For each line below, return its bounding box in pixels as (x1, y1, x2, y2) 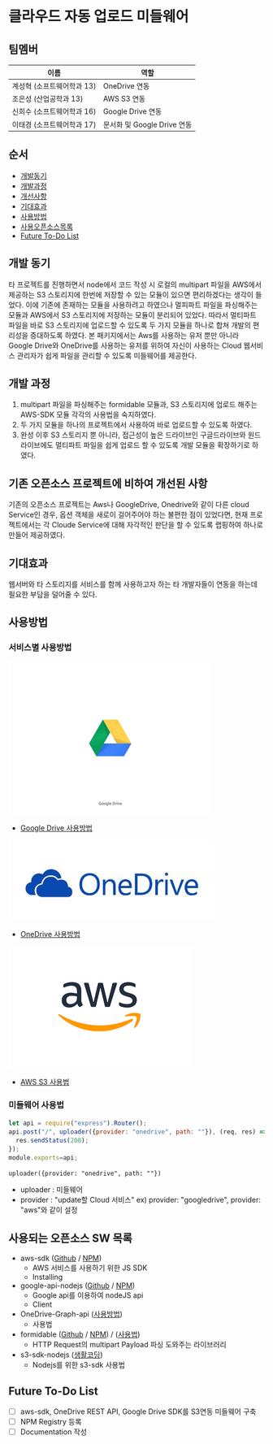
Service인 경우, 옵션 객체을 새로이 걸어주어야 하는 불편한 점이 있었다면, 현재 (8, 510, 249, 520)
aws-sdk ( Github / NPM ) (19, 1253, 102, 1264)
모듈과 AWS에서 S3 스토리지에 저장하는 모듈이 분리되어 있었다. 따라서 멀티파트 (8, 310, 258, 319)
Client (32, 1299, 53, 1309)
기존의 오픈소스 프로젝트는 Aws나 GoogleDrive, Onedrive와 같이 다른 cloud (8, 500, 249, 510)
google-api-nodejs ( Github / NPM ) (19, 1281, 136, 1290)
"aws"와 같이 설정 (19, 1205, 78, 1215)
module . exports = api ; (8, 1153, 79, 1162)
